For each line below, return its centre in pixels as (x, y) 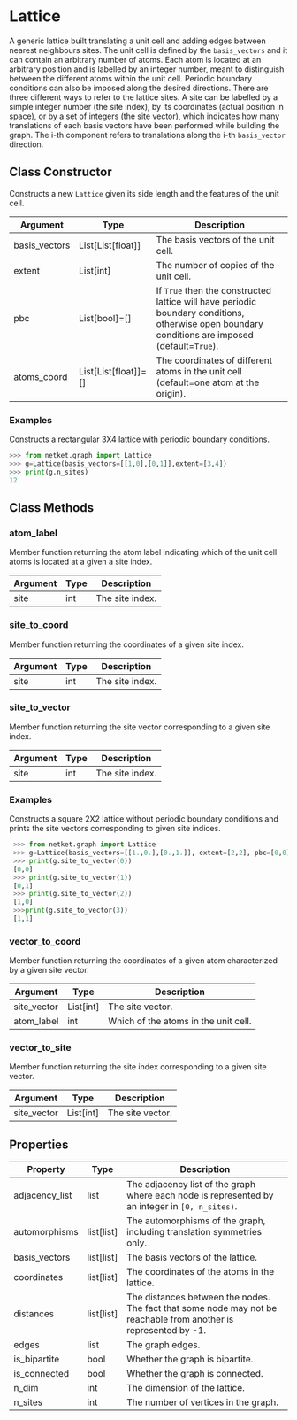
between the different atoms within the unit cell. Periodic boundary (131, 78)
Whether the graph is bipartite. (190, 1359)
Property (46, 1169)
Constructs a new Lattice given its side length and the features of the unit (145, 193)
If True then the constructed (214, 290)
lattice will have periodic (206, 301)
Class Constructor (61, 172)
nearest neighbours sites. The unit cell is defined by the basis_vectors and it (148, 50)
